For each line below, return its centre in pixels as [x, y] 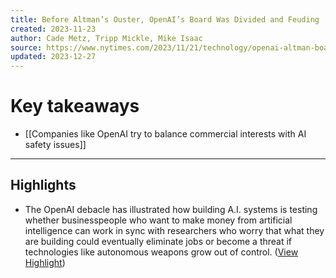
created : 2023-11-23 [53, 29]
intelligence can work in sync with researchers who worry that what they [174, 230]
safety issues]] [55, 145]
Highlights [43, 185]
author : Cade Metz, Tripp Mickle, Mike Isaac [106, 38]
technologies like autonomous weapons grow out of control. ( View [161, 252]
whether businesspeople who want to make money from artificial [158, 220]
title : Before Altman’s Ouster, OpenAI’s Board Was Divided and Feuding [165, 19]
